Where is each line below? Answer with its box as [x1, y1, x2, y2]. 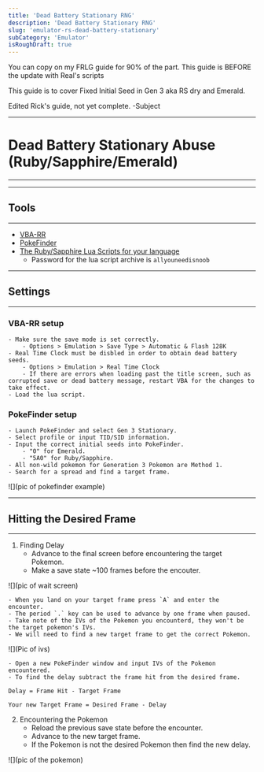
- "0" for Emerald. [22, 447, 86, 455]
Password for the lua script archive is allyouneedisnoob [31, 254, 210, 264]
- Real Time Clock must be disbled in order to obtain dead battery [8, 349, 237, 357]
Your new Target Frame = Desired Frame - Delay [8, 701, 167, 709]
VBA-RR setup [8, 317, 64, 328]
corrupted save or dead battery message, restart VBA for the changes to [8, 377, 255, 384]
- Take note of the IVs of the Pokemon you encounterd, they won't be [8, 617, 244, 625]
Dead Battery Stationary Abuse [8, 136, 216, 154]
